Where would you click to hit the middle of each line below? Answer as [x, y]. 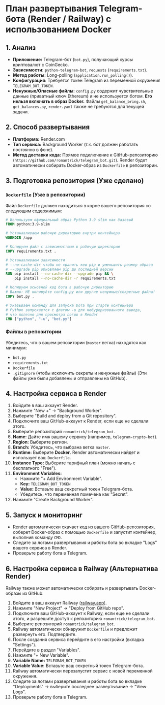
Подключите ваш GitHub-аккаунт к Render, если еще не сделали [81, 421]
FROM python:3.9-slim [28, 224]
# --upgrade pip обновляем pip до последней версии [59, 269]
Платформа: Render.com [39, 139]
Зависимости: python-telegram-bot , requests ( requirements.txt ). [80, 70]
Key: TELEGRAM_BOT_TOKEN [45, 484]
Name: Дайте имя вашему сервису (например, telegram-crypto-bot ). [85, 437]
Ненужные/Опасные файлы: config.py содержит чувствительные [83, 91]
